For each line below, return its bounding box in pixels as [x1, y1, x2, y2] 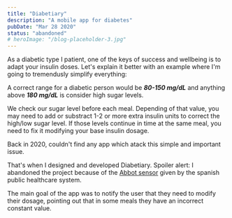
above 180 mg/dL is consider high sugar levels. [7, 91, 144, 100]
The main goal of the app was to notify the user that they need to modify [7, 189, 217, 198]
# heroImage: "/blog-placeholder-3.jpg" [7, 36, 127, 43]
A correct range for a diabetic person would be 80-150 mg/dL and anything [7, 84, 226, 92]
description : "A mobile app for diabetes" [7, 17, 133, 24]
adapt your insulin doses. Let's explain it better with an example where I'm [7, 63, 221, 71]
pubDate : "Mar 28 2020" [7, 23, 77, 30]
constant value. [7, 204, 52, 212]
